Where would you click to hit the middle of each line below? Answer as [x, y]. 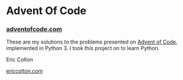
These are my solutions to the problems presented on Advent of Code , [92, 42]
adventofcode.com [34, 29]
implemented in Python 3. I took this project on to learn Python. [83, 48]
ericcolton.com [24, 71]
